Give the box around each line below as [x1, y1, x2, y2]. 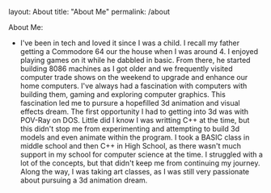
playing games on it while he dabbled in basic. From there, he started [19, 56, 251, 65]
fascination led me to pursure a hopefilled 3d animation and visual [19, 99, 240, 107]
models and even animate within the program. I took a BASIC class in [19, 132, 250, 142]
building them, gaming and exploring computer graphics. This [19, 90, 227, 99]
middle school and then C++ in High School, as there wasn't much [19, 141, 241, 150]
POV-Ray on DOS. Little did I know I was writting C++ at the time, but [19, 115, 250, 124]
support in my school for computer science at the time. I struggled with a [19, 149, 263, 159]
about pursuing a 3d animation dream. [19, 175, 148, 185]
